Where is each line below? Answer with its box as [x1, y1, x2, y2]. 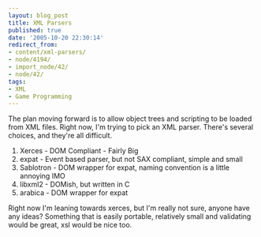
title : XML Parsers [8, 19, 73, 27]
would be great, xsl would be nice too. [8, 220, 132, 230]
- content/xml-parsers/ [8, 48, 87, 56]
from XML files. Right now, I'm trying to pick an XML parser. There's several [8, 122, 254, 132]
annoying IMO [19, 171, 65, 181]
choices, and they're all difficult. [8, 131, 113, 141]
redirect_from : [8, 41, 58, 49]
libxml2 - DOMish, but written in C [19, 179, 130, 190]
